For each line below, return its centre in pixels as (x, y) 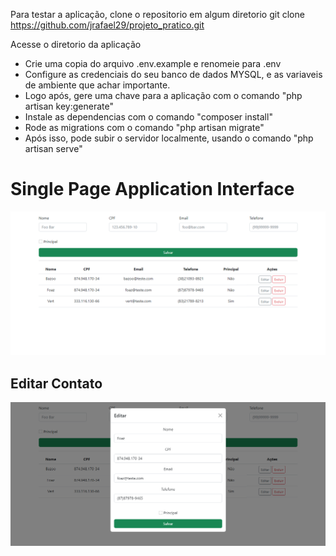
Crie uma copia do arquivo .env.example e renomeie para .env (153, 63)
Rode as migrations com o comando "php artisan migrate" (144, 127)
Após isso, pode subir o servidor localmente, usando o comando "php (169, 138)
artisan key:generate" (69, 106)
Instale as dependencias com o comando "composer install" (148, 117)
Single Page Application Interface (152, 189)
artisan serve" (53, 148)
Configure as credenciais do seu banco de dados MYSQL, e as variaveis (173, 74)
